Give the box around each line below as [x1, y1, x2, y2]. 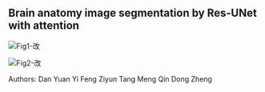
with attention [8, 19, 80, 33]
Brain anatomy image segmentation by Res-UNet [8, 6, 258, 20]
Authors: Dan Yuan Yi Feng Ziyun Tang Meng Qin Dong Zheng [8, 74, 212, 83]
